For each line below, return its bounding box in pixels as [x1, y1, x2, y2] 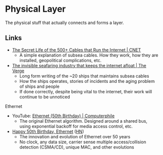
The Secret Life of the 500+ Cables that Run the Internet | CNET [12, 47, 142, 52]
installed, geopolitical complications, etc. [19, 57, 102, 63]
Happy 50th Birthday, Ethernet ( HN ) [12, 129, 84, 134]
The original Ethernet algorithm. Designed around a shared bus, [19, 118, 147, 124]
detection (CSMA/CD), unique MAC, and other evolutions [19, 144, 134, 150]
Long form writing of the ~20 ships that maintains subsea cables [19, 73, 149, 79]
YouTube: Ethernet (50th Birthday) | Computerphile [12, 113, 115, 119]
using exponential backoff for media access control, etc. [19, 123, 133, 129]
